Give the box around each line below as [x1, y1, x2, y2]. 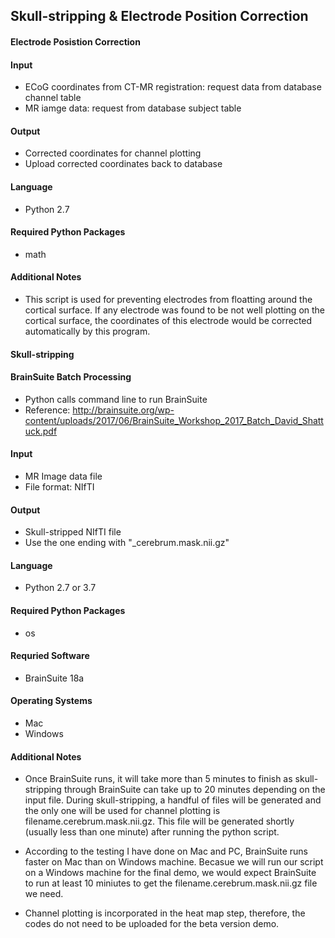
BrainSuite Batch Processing [10, 371, 132, 383]
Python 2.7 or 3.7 [24, 582, 97, 594]
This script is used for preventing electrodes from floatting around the [24, 294, 313, 305]
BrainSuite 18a [24, 672, 85, 684]
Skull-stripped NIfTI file [24, 526, 122, 538]
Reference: [24, 404, 71, 416]
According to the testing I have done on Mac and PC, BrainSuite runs [24, 845, 308, 858]
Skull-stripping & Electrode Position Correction [10, 8, 309, 25]
